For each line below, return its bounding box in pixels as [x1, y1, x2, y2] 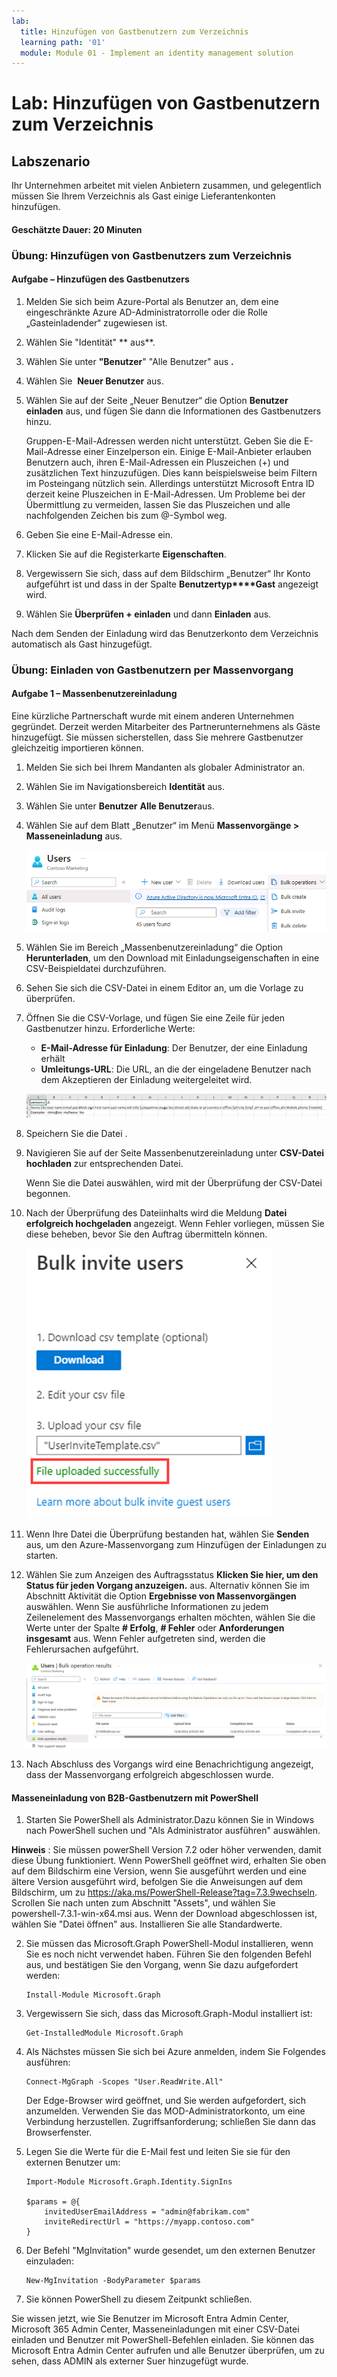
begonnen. [25, 1187, 71, 1199]
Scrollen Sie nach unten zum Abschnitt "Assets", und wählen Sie [11, 1897, 276, 1909]
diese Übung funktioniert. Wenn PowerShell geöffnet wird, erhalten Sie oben [11, 1855, 327, 1867]
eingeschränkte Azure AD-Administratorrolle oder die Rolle [25, 306, 269, 318]
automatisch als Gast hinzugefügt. [11, 638, 153, 650]
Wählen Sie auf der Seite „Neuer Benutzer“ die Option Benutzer [25, 394, 289, 406]
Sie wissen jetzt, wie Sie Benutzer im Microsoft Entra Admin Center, [11, 2313, 289, 2325]
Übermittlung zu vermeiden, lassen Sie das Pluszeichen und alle [25, 498, 291, 510]
